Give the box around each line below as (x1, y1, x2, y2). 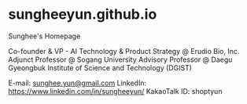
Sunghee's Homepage (8, 31, 81, 41)
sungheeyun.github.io (8, 5, 157, 23)
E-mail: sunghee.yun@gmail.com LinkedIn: (8, 78, 147, 88)
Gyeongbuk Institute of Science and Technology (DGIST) (8, 63, 193, 72)
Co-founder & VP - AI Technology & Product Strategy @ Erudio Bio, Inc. (8, 46, 240, 56)
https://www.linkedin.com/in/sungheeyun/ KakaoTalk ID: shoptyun (8, 86, 223, 95)
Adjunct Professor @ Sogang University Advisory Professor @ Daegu (8, 55, 233, 64)
